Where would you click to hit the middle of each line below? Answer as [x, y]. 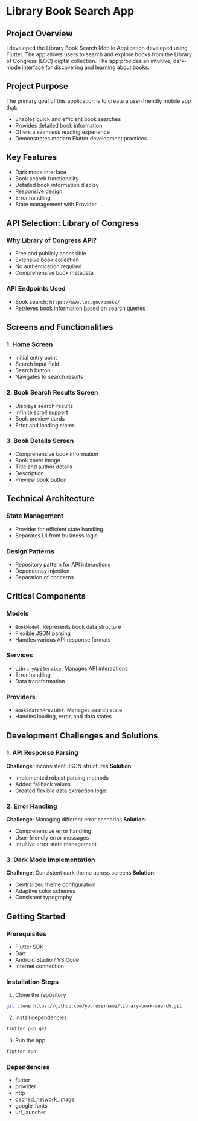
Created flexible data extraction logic [61, 791]
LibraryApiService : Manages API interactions [71, 668]
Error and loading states [45, 425]
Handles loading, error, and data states [63, 717]
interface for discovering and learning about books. [86, 67]
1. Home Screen [30, 344]
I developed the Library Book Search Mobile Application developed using [97, 48]
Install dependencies [41, 1017]
